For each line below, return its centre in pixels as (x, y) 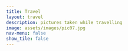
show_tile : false (27, 39)
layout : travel (25, 17)
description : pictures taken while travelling (64, 22)
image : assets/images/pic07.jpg (46, 28)
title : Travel (24, 11)
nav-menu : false (26, 33)
